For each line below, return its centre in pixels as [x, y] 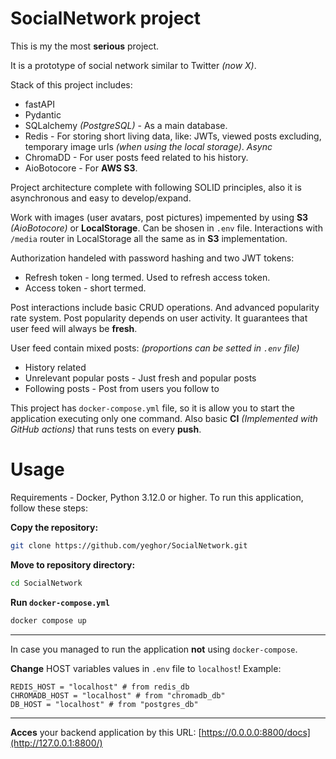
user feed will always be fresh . [74, 328]
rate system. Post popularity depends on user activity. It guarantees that [159, 318]
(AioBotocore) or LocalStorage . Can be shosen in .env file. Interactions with [166, 228]
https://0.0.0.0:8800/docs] [256, 732]
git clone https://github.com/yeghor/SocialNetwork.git [129, 545]
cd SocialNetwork [46, 583]
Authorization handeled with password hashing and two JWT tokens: [152, 258]
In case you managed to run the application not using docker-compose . [154, 649]
